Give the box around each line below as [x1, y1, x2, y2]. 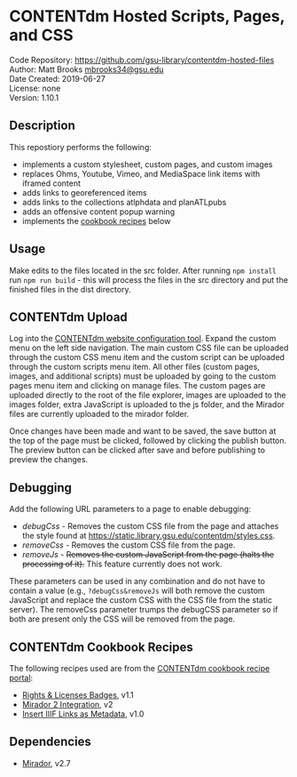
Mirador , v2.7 [21, 757, 71, 768]
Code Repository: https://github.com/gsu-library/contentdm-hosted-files [9, 54, 275, 65]
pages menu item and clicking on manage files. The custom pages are [9, 380, 266, 391]
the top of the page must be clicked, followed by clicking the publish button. [9, 436, 287, 446]
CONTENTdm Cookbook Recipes [9, 639, 193, 654]
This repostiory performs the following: [9, 141, 152, 152]
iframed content [21, 178, 82, 188]
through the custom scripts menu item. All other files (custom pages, [9, 362, 260, 372]
